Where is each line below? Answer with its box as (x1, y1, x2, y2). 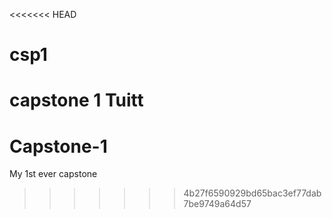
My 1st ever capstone (9, 168, 98, 180)
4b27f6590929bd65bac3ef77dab (183, 187, 322, 199)
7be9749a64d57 (183, 198, 252, 210)
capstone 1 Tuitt (9, 89, 144, 112)
